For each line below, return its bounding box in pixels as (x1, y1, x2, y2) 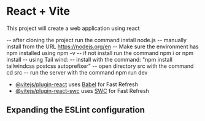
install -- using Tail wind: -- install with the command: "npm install (6, 56, 173, 63)
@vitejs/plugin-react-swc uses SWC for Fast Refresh (15, 87, 149, 94)
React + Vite (6, 4, 71, 18)
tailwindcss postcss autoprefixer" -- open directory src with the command (6, 62, 194, 70)
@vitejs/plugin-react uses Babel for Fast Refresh (15, 81, 139, 88)
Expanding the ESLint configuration (6, 105, 145, 116)
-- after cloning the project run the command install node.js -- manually (6, 36, 187, 43)
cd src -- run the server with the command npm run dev (6, 68, 148, 76)
